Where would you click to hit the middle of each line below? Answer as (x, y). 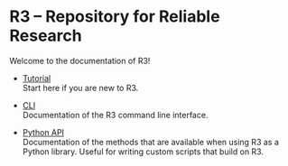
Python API (43, 132)
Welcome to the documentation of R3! (80, 60)
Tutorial (37, 78)
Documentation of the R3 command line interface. (115, 115)
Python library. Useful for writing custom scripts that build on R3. (143, 152)
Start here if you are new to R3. (80, 88)
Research (46, 36)
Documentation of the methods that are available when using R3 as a (151, 142)
